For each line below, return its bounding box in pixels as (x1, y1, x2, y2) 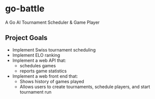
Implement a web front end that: (12, 73, 78, 79)
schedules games (19, 62, 56, 68)
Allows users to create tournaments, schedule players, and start (19, 84, 150, 90)
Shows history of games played (19, 78, 84, 84)
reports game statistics (19, 68, 67, 74)
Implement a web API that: (12, 57, 66, 63)
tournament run (19, 89, 52, 95)
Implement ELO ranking (12, 52, 60, 58)
